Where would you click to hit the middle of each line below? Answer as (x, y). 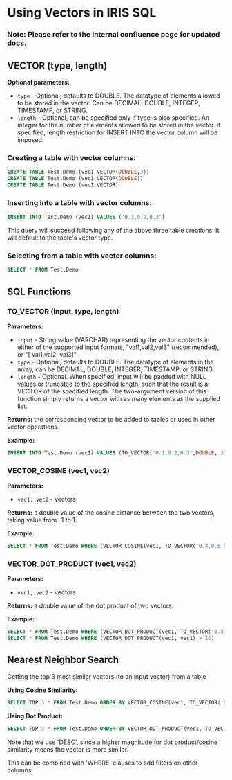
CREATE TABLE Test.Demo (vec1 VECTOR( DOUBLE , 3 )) (78, 172)
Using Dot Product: (35, 716)
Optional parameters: (39, 82)
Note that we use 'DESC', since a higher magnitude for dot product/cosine (113, 742)
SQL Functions (39, 291)
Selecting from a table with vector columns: (82, 256)
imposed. (30, 139)
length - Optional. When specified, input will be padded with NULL (112, 376)
